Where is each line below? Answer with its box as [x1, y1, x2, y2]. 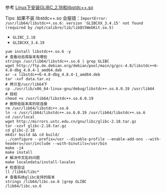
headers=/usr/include [5, 141, 51, 146]
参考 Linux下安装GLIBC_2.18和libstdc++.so [5, 5, 93, 10]
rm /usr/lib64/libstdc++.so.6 [5, 106, 69, 111]
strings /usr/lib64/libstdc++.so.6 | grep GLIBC [5, 59, 109, 64]
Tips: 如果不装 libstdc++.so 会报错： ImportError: [5, 15, 108, 21]
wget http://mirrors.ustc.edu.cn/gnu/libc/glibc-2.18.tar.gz [5, 119, 137, 124]
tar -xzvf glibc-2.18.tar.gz [5, 123, 67, 128]
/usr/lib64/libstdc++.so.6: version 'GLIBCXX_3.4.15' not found [5, 21, 143, 26]
